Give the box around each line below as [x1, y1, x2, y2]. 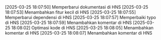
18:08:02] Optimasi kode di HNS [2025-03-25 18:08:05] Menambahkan [11, 25, 154, 31]
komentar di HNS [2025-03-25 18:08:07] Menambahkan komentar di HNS [5, 30, 153, 36]
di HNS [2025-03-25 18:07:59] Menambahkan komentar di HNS [5, 20, 132, 25]
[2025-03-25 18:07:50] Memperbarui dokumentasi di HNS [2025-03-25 [5, 4, 149, 10]
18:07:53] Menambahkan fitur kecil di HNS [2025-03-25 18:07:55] [5, 9, 136, 15]
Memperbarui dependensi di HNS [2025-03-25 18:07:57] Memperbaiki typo [5, 15, 156, 20]
